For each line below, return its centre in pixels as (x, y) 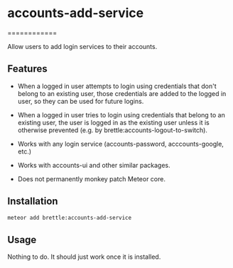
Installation (33, 202)
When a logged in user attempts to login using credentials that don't (117, 86)
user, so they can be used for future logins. (81, 101)
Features (27, 69)
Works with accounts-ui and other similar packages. (94, 165)
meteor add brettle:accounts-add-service (70, 218)
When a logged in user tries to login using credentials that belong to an (121, 114)
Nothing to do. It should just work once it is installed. (84, 257)
